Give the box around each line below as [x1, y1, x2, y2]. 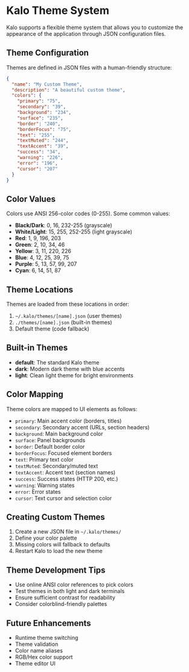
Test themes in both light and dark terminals [14, 588, 125, 595]
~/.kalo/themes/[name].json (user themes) [14, 312, 122, 319]
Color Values [6, 193, 56, 204]
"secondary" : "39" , [17, 104, 66, 110]
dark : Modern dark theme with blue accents [14, 365, 125, 372]
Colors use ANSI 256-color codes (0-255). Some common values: [6, 210, 170, 217]
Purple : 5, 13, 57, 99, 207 [14, 260, 77, 267]
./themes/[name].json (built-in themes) [14, 319, 113, 326]
